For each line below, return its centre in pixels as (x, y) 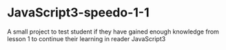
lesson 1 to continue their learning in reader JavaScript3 (86, 38)
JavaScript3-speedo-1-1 (78, 13)
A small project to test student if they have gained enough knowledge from (113, 32)
